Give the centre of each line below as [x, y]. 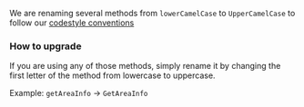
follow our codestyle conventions [72, 23]
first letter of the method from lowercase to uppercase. [112, 75]
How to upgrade [46, 46]
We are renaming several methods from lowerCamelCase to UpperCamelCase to [152, 13]
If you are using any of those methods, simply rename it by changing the [145, 66]
